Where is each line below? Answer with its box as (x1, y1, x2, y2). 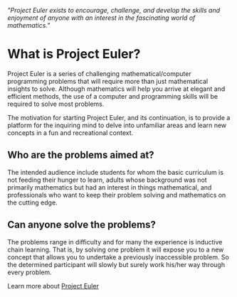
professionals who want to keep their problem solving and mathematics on (7, 190, 226, 199)
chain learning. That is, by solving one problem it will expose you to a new (7, 245, 224, 254)
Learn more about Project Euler (7, 281, 100, 290)
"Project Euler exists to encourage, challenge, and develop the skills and (7, 6, 221, 14)
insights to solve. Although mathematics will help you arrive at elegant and (7, 85, 226, 93)
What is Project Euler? (7, 46, 141, 63)
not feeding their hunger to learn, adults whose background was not (7, 175, 208, 184)
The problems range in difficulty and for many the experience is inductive (7, 237, 223, 246)
